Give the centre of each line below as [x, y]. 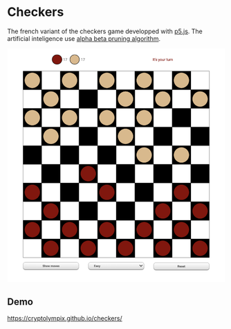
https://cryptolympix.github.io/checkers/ [65, 319]
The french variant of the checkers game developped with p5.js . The [105, 31]
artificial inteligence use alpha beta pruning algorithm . [84, 38]
